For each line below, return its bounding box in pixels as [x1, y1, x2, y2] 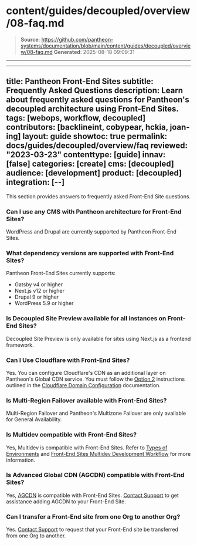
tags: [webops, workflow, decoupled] [6, 113, 146, 123]
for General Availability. [6, 416, 62, 423]
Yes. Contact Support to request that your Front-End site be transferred [6, 526, 179, 533]
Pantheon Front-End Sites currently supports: [6, 270, 116, 277]
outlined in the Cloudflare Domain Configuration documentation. [6, 381, 161, 388]
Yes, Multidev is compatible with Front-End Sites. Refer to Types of [6, 444, 168, 451]
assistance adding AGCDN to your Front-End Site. [6, 497, 126, 505]
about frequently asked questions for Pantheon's [6, 95, 189, 105]
